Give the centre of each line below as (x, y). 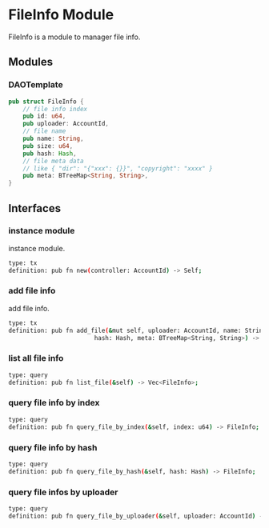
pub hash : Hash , (50, 154)
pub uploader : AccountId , (66, 124)
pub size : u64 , (48, 146)
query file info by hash (53, 447)
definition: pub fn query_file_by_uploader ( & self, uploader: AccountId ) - (136, 516)
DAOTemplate (36, 85)
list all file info (36, 358)
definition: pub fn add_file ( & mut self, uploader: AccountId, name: (125, 330)
